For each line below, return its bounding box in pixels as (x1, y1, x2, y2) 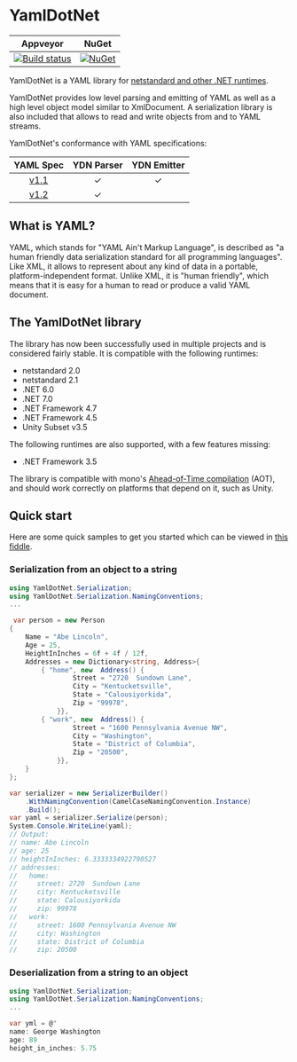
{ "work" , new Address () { (41, 715, 145, 724)
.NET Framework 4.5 (21, 412, 98, 422)
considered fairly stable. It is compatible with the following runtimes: (9, 348, 259, 358)
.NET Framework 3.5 (21, 456, 98, 467)
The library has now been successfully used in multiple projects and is (9, 338, 267, 349)
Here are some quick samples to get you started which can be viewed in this (9, 531, 288, 542)
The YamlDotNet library (9, 315, 142, 330)
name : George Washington (9, 1027, 101, 1036)
